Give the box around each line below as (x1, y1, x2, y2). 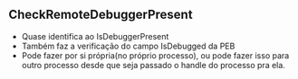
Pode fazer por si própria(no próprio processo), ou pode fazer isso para (21, 49, 290, 61)
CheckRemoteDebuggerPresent (8, 7, 193, 22)
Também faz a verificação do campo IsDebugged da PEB (21, 40, 236, 51)
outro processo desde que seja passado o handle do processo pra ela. (21, 59, 286, 70)
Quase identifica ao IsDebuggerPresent (21, 31, 169, 41)
